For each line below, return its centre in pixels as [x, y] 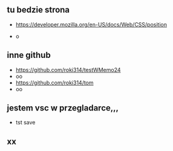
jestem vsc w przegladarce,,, [63, 108]
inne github [29, 55]
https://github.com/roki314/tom [54, 82]
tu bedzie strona [38, 10]
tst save [25, 123]
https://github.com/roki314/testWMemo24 [68, 69]
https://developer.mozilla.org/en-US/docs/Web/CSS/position [91, 24]
